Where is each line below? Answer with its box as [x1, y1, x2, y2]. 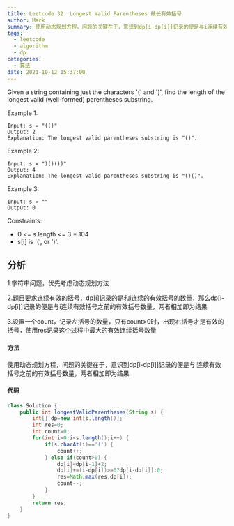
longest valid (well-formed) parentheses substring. [7, 95, 153, 103]
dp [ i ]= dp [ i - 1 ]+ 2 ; [56, 460, 108, 467]
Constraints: [7, 216, 42, 225]
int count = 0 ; [32, 428, 70, 435]
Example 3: [7, 184, 40, 193]
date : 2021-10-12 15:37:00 [7, 68, 86, 75]
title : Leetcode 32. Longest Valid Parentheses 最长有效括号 [7, 10, 182, 17]
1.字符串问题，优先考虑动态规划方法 [7, 279, 109, 287]
